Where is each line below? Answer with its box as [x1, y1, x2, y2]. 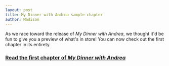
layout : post [5, 7, 33, 13]
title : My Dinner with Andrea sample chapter [5, 12, 103, 17]
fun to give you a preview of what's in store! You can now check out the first [5, 36, 164, 42]
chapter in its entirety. [5, 42, 51, 48]
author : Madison [5, 17, 39, 22]
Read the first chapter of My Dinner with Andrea [5, 54, 126, 61]
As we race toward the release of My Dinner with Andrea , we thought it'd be [5, 31, 164, 37]
